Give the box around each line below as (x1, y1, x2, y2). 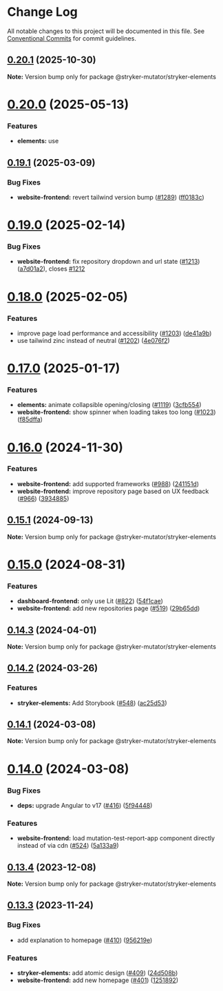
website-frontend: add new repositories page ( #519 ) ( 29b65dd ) (17, 604, 200, 613)
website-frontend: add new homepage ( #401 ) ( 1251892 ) (17, 976, 179, 985)
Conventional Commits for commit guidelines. (7, 34, 136, 42)
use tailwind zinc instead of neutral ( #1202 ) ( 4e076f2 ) (17, 336, 170, 344)
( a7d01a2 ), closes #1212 (17, 264, 85, 273)
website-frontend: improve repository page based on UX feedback (17, 487, 209, 495)
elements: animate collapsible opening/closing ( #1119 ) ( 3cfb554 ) (17, 401, 202, 409)
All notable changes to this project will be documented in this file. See (7, 27, 205, 35)
